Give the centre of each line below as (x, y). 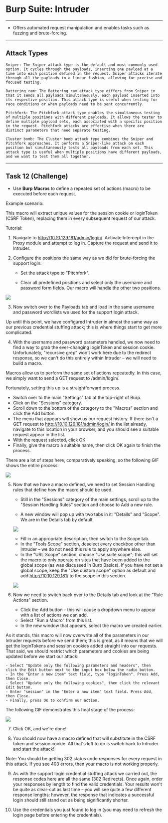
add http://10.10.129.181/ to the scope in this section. (73, 576)
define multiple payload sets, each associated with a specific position (84, 121)
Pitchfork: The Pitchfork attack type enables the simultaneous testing (83, 113)
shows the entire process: (32, 465)
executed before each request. (45, 193)
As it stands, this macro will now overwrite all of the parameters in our (77, 635)
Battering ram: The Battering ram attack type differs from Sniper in (81, 91)
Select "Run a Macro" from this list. (56, 620)
